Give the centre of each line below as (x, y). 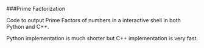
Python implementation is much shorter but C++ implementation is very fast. (102, 38)
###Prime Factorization (36, 9)
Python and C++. (28, 27)
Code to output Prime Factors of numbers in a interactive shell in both (94, 20)
